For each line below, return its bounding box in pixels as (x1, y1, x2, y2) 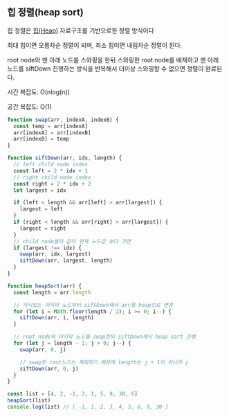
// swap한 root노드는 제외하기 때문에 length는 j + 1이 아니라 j (19, 359, 189, 366)
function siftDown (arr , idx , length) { (7, 154, 122, 161)
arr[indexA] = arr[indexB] (13, 129, 91, 136)
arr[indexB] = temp (13, 136, 70, 143)
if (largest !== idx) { (13, 245, 82, 251)
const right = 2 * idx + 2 (13, 180, 91, 187)
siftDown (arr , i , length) (19, 314, 95, 321)
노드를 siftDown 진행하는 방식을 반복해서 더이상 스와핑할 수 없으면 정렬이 (7, 64, 204, 73)
